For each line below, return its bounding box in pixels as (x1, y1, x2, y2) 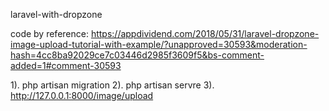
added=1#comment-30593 (10, 60, 122, 71)
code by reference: (10, 28, 89, 39)
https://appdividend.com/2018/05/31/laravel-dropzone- (90, 28, 320, 39)
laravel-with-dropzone (10, 9, 103, 20)
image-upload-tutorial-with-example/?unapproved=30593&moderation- (10, 39, 308, 50)
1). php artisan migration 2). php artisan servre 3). (10, 79, 215, 91)
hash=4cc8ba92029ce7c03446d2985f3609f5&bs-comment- (10, 49, 265, 61)
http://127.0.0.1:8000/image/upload (10, 90, 154, 101)
